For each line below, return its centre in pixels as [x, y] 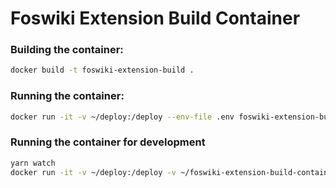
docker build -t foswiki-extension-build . [102, 70]
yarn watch [33, 163]
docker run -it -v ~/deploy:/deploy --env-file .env [122, 117]
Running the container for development [108, 142]
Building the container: [67, 50]
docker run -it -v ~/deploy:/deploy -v [93, 172]
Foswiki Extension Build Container [155, 18]
